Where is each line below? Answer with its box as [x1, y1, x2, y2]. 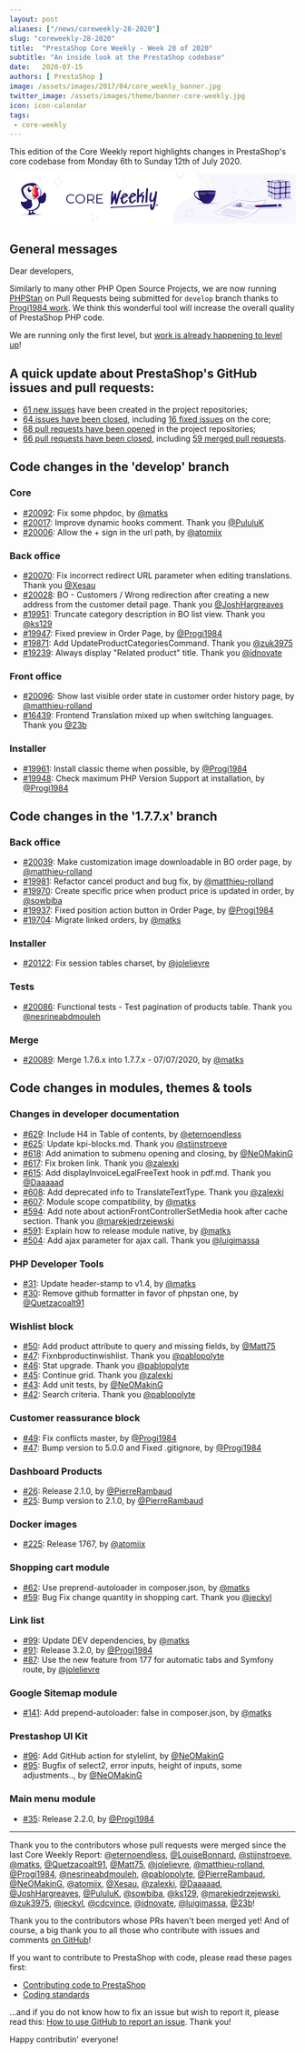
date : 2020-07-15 [9, 63, 84, 72]
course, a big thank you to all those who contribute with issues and [9, 1924, 261, 1936]
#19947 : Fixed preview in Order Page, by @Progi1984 [22, 627, 222, 638]
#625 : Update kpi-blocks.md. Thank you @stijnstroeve [22, 1137, 228, 1149]
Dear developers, [9, 266, 74, 276]
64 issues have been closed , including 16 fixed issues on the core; [22, 414, 271, 425]
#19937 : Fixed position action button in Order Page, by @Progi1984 [22, 905, 274, 916]
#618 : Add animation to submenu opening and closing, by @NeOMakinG [22, 1147, 293, 1158]
